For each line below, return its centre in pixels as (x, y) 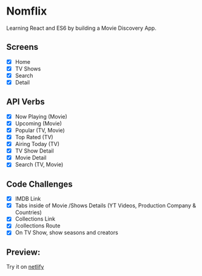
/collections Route (38, 226)
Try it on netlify (25, 267)
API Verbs (25, 102)
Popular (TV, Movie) (40, 130)
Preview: (23, 252)
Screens (22, 47)
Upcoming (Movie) (39, 123)
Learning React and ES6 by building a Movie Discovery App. (81, 28)
